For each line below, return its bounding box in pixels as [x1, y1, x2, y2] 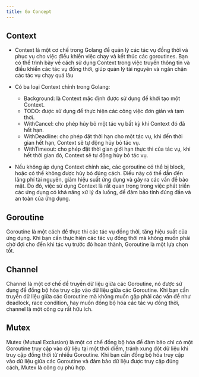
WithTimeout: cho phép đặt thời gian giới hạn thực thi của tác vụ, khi [23, 145, 191, 152]
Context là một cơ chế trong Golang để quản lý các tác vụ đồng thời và [14, 46, 188, 54]
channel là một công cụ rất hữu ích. [6, 306, 93, 313]
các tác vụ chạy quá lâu [14, 72, 74, 79]
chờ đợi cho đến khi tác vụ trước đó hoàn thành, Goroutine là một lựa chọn [6, 241, 188, 248]
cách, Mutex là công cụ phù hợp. [6, 364, 87, 371]
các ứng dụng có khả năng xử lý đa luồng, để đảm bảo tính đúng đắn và [14, 189, 191, 196]
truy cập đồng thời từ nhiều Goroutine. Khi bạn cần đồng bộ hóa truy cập [6, 351, 184, 358]
